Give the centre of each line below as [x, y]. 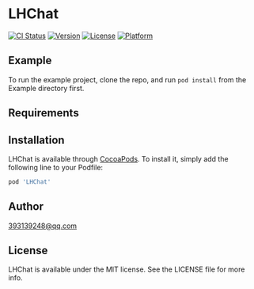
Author [26, 207]
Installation [36, 140]
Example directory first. [46, 88]
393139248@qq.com [43, 226]
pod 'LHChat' [30, 182]
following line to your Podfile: [56, 167]
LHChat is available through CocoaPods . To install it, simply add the [118, 158]
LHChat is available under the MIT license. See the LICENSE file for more [127, 269]
